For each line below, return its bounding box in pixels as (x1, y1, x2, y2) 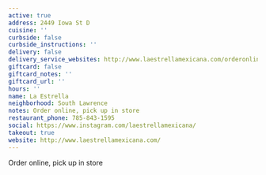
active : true (8, 11, 51, 20)
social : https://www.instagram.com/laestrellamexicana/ (8, 121, 196, 129)
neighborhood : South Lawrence (8, 99, 108, 107)
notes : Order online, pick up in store (8, 107, 140, 115)
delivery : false (8, 48, 62, 56)
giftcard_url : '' (8, 77, 66, 85)
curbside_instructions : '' (8, 41, 97, 49)
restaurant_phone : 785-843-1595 (8, 114, 115, 122)
